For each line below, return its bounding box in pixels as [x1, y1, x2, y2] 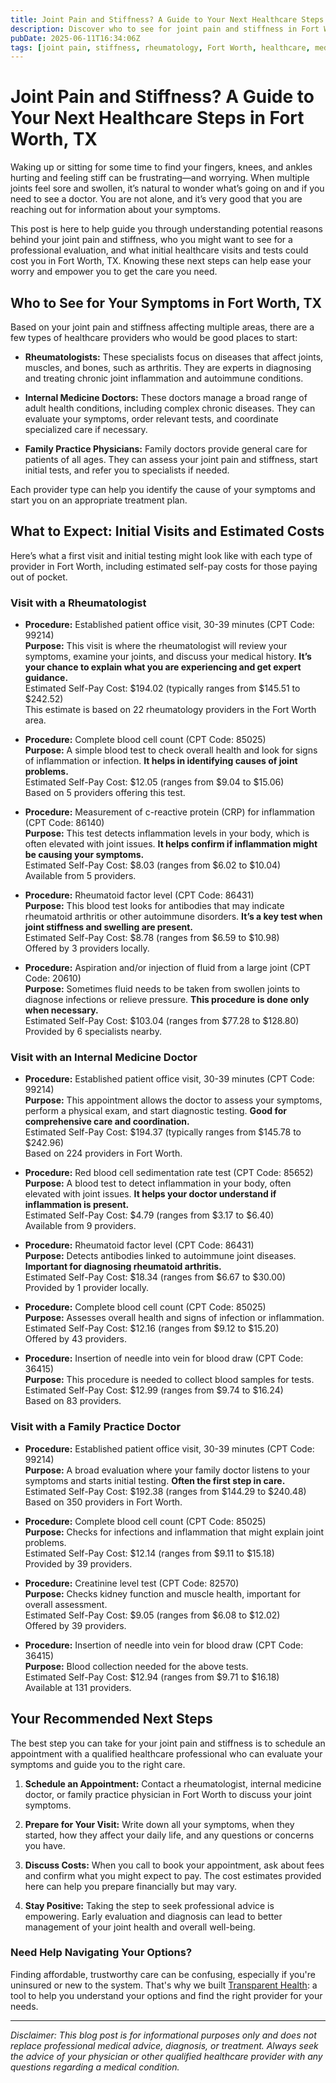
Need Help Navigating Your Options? [10, 1946, 193, 1960]
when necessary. [24, 1004, 99, 1016]
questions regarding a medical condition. [10, 2061, 180, 2073]
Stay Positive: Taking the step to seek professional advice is [24, 1899, 275, 1911]
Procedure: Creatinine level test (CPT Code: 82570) [24, 1577, 240, 1589]
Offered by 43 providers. [24, 1333, 127, 1345]
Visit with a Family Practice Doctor [10, 1420, 182, 1434]
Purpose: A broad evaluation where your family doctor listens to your [24, 1464, 311, 1476]
